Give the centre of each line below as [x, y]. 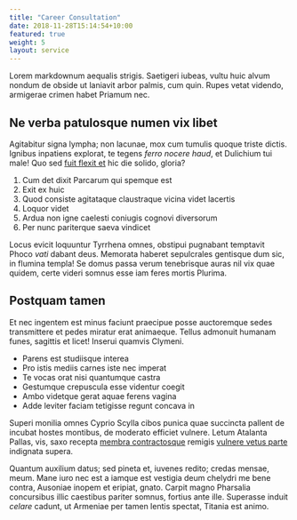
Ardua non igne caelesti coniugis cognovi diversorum [120, 218]
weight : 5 [28, 42]
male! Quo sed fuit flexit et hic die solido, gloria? [97, 163]
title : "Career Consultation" [65, 17]
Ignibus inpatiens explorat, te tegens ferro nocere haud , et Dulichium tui [141, 153]
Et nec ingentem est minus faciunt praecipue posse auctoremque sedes [141, 322]
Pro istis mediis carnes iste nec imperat [94, 368]
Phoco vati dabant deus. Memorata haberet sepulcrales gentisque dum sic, [147, 253]
